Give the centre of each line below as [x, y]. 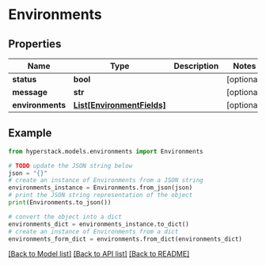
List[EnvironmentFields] [120, 105]
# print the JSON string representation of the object [101, 196]
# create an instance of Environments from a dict [93, 231]
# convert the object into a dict [65, 217]
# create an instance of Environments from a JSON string [106, 180]
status [25, 79]
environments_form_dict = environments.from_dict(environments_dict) [125, 239]
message [30, 92]
